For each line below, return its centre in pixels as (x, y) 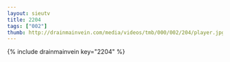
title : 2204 (24, 20)
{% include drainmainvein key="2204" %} (66, 52)
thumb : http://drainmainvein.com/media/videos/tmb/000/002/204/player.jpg (116, 32)
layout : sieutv (29, 13)
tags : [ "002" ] (27, 26)
